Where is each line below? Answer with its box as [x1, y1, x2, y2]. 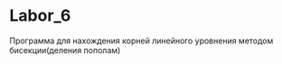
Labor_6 [9, 5, 71, 26]
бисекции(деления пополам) [9, 44, 121, 55]
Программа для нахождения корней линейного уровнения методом [9, 35, 274, 46]
